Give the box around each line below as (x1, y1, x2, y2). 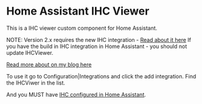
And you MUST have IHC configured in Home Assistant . (6, 91, 146, 98)
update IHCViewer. (6, 49, 54, 56)
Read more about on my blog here (6, 61, 92, 68)
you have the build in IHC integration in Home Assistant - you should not (6, 43, 187, 50)
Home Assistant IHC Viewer (6, 4, 150, 18)
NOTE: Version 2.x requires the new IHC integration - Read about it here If (6, 36, 192, 43)
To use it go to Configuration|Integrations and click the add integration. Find (6, 72, 197, 80)
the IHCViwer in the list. (6, 79, 66, 86)
